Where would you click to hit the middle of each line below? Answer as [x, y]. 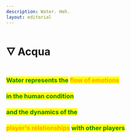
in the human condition [40, 97]
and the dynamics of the [42, 112]
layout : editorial [29, 17]
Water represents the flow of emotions [63, 81]
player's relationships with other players [66, 128]
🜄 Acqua [28, 52]
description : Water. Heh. [38, 12]
